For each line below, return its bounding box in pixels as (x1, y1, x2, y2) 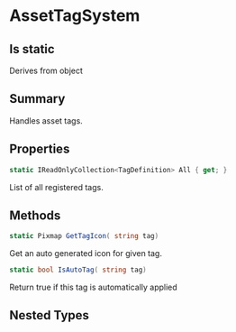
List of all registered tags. (9, 181, 104, 192)
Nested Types (9, 308, 90, 323)
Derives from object (9, 65, 84, 76)
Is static (9, 41, 56, 57)
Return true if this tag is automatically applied (9, 281, 177, 293)
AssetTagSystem (9, 5, 141, 26)
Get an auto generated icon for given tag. (9, 248, 162, 259)
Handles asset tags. (9, 115, 83, 126)
